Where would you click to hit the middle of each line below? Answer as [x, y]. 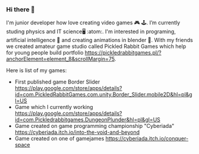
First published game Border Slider [57, 82]
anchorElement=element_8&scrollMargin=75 [60, 59]
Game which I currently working [54, 107]
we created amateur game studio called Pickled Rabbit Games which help [96, 46]
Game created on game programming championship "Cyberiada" [94, 126]
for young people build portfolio [45, 53]
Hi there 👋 [21, 9]
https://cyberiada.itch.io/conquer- [147, 139]
